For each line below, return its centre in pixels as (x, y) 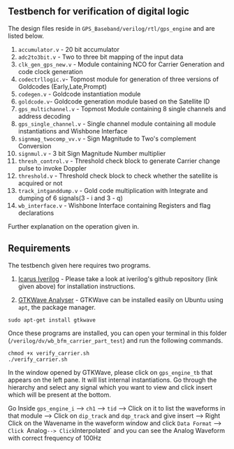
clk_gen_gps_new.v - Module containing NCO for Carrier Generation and (121, 64)
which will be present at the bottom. (59, 394)
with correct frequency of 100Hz (55, 438)
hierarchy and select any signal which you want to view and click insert (110, 387)
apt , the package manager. (57, 307)
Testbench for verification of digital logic (98, 12)
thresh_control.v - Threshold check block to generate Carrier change (119, 161)
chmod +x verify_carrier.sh (49, 353)
